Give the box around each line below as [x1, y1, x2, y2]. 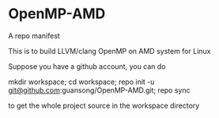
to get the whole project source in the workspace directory [8, 101, 200, 110]
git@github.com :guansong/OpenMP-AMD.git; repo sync [8, 85, 191, 95]
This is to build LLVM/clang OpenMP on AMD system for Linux [8, 46, 211, 55]
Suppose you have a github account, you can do [8, 61, 166, 71]
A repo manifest [8, 31, 61, 40]
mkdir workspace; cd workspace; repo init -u [8, 77, 155, 86]
